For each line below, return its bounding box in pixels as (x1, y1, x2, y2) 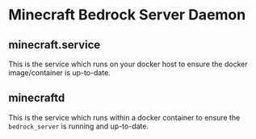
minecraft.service (8, 38, 101, 52)
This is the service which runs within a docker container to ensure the (8, 112, 241, 122)
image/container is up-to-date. (8, 68, 111, 78)
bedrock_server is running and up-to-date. (8, 121, 149, 131)
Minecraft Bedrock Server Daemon (8, 6, 246, 24)
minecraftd (8, 91, 65, 105)
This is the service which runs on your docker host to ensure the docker (8, 59, 248, 69)
